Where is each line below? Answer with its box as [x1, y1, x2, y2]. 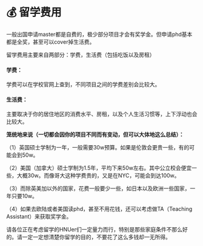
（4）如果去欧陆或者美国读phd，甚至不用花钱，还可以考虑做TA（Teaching [6, 205, 193, 213]
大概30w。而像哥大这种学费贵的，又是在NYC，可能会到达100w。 [16, 172, 180, 179]
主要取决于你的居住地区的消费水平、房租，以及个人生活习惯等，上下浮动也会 [6, 111, 198, 118]
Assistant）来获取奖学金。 [6, 213, 72, 220]
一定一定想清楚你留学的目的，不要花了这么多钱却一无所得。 [22, 233, 171, 241]
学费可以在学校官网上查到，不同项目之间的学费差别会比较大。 [6, 81, 161, 88]
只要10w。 [11, 193, 38, 200]
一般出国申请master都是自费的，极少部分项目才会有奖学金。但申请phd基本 [6, 30, 193, 38]
